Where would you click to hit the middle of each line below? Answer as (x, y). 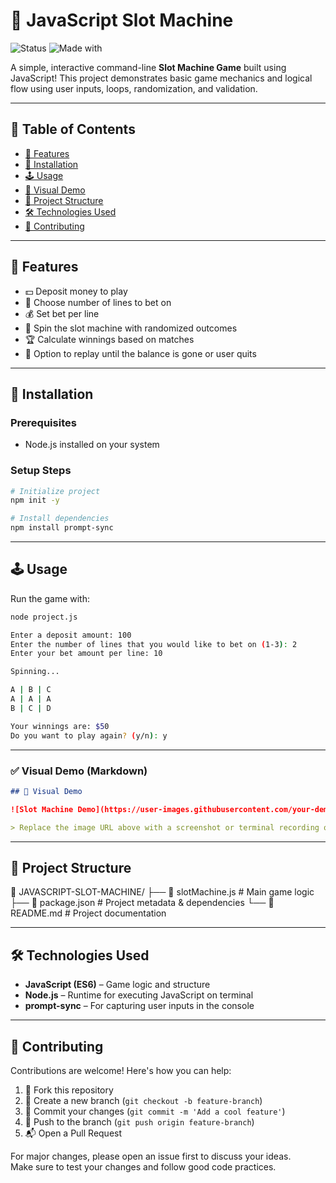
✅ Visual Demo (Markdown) (79, 771)
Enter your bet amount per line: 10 (86, 654)
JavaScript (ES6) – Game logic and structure (117, 985)
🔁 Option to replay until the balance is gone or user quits (140, 353)
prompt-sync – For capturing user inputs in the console (139, 1006)
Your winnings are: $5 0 (60, 726)
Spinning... (35, 672)
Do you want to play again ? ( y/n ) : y (89, 735)
